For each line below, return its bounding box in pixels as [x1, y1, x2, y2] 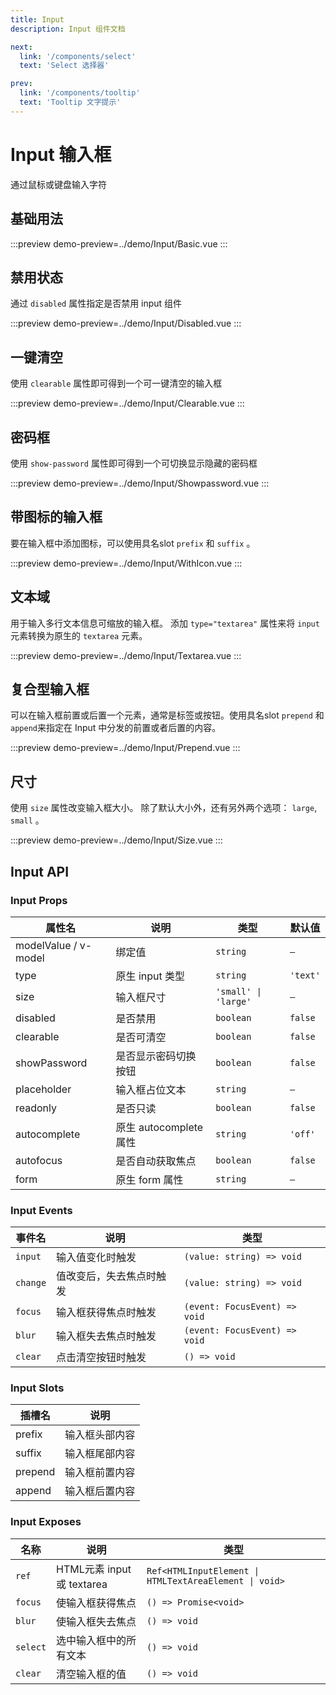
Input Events [10, 1203, 73, 1217]
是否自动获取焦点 [115, 1154, 197, 1168]
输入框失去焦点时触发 [56, 1329, 157, 1343]
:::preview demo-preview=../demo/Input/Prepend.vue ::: [10, 742, 241, 754]
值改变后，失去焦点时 [56, 1269, 157, 1283]
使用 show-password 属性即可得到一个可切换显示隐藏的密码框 [10, 457, 258, 469]
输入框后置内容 [64, 1484, 136, 1498]
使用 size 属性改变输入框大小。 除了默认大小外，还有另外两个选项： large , [10, 802, 318, 814]
